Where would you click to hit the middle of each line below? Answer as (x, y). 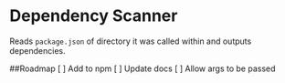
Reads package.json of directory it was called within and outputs (131, 41)
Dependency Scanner (94, 16)
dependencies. (37, 50)
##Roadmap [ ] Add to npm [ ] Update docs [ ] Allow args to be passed (142, 68)
